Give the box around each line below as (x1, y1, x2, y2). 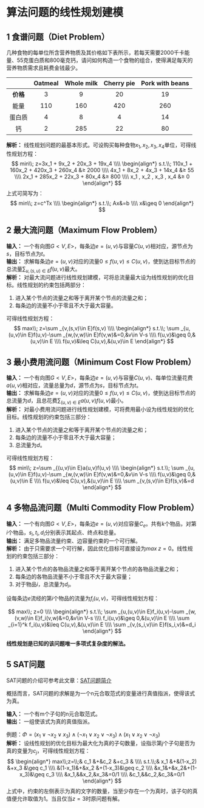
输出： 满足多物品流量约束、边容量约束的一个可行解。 (6, 537, 141, 545)
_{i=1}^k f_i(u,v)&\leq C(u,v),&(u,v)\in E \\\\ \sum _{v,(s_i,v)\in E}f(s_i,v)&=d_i (8, 621, 196, 629)
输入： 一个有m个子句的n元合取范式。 (6, 710, 101, 717)
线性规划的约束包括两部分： (16, 281, 86, 289)
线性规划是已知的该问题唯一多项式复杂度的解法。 (6, 640, 129, 647)
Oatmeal (33, 79, 59, 87)
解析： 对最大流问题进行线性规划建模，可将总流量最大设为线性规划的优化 (6, 274, 189, 281)
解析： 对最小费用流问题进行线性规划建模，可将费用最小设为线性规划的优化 (6, 406, 194, 413)
